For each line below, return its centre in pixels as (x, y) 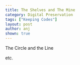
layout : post (19, 24)
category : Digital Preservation (39, 15)
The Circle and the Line (29, 48)
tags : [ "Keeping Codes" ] (31, 19)
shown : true (18, 34)
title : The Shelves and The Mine (40, 10)
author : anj (18, 29)
